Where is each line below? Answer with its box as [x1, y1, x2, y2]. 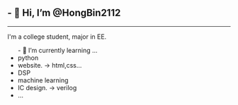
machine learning [17, 75, 69, 85]
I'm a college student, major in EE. [7, 32, 107, 41]
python [17, 54, 39, 62]
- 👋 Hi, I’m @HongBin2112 [7, 7, 121, 19]
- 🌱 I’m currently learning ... [17, 46, 98, 54]
